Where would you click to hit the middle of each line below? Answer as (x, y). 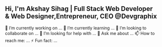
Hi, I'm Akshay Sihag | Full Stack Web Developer (79, 9)
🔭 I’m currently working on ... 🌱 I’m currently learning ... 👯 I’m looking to (76, 28)
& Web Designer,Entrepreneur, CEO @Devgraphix (81, 17)
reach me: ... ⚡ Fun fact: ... (31, 40)
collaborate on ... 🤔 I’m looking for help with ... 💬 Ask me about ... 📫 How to (80, 33)
